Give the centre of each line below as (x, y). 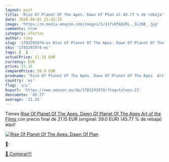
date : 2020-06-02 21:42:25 (34, 19)
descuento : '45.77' (26, 95)
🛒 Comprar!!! (18, 154)
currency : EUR (20, 62)
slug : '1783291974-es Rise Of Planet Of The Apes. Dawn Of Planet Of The (85, 43)
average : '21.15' (24, 99)
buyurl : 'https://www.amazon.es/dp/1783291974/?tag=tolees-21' (73, 90)
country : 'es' (20, 80)
